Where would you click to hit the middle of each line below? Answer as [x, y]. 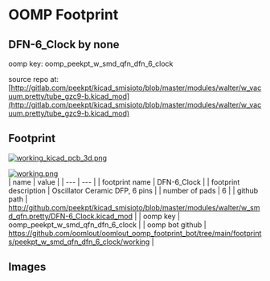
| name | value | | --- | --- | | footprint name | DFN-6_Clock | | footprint [124, 181]
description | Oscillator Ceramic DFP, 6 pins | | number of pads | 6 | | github [133, 190]
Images [27, 267]
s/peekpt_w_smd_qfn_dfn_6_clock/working [79, 242]
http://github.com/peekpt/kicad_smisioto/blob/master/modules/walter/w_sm [134, 207]
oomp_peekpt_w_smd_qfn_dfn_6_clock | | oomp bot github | [107, 224]
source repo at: [33, 79]
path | [18, 199]
